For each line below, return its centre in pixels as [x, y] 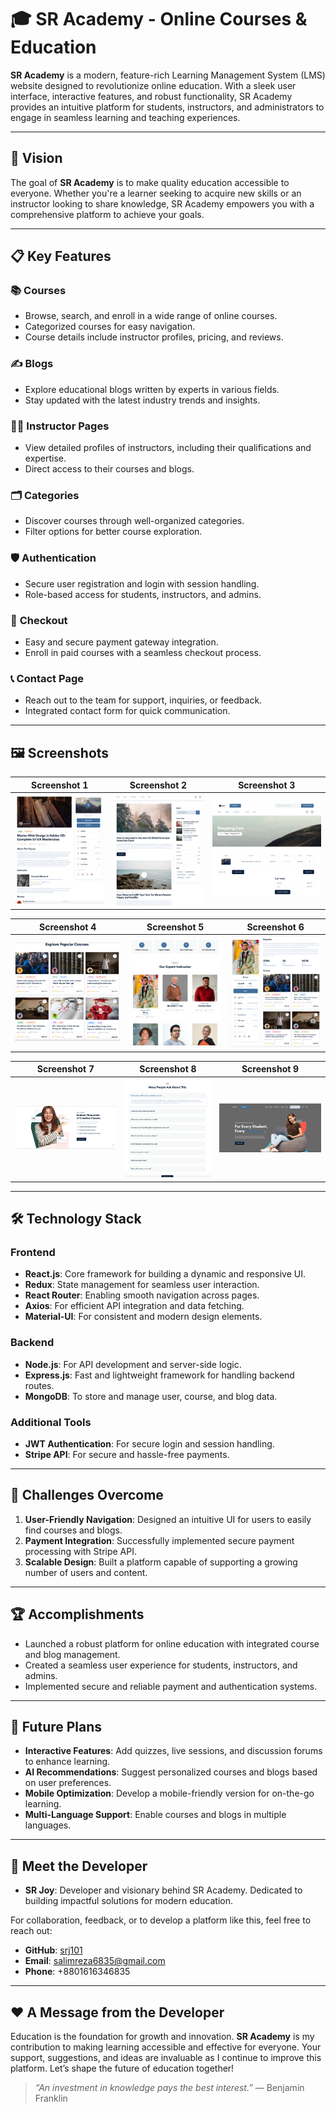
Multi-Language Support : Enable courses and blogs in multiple [155, 1815]
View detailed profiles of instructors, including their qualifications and [168, 448]
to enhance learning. [67, 1762]
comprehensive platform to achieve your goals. [107, 214]
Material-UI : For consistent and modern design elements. [143, 1317]
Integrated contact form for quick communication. [127, 711]
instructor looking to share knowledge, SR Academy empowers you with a [162, 203]
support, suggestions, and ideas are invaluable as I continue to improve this [166, 2057]
